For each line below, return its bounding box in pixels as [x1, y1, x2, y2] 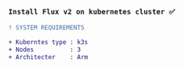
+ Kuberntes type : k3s [8, 38, 89, 46]
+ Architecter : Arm [8, 53, 89, 61]
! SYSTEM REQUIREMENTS [8, 24, 85, 32]
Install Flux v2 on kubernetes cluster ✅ [8, 7, 175, 16]
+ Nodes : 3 [8, 46, 82, 54]
